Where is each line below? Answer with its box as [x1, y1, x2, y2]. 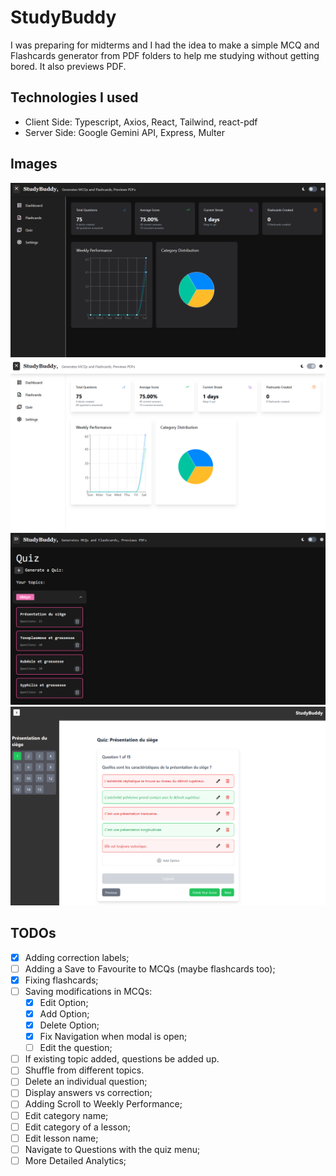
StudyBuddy [10, 6, 117, 29]
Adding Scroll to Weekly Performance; [24, 1098, 183, 1110]
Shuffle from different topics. [24, 1064, 145, 1076]
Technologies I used [10, 89, 139, 106]
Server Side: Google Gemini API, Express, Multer [24, 126, 225, 138]
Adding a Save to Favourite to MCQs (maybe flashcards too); [24, 962, 276, 975]
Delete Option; [39, 1019, 100, 1031]
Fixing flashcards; [24, 974, 99, 986]
